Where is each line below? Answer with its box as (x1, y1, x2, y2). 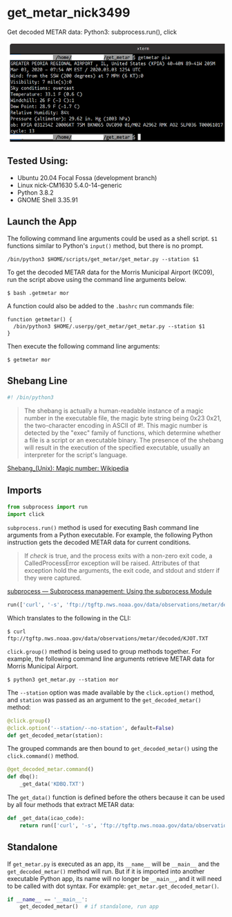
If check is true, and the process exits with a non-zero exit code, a (23, 551, 213, 560)
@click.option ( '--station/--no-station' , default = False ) (7, 724, 175, 731)
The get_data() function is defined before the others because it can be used (7, 793, 225, 801)
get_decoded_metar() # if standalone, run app (19, 903, 159, 910)
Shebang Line (7, 375, 68, 387)
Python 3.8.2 (17, 188, 54, 197)
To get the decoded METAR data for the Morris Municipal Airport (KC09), (7, 268, 215, 276)
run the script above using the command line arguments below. (7, 275, 186, 283)
